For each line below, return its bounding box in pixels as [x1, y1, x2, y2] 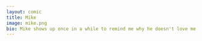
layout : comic [6, 8, 42, 15]
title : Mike [6, 14, 36, 20]
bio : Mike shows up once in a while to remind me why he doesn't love [6, 25, 188, 32]
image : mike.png [6, 20, 47, 26]
